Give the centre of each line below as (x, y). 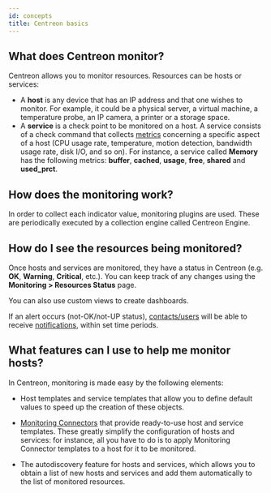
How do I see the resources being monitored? (125, 248)
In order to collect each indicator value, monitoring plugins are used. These (134, 214)
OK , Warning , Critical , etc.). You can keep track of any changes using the (132, 276)
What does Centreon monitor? (86, 56)
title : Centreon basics (49, 24)
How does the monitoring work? (91, 194)
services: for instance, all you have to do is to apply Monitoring (125, 439)
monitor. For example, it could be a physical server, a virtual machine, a (139, 109)
